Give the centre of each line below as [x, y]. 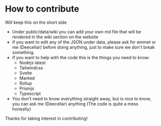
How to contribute [42, 9]
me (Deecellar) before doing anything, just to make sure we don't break [83, 47]
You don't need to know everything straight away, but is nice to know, [81, 98]
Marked [27, 78]
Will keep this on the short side [36, 22]
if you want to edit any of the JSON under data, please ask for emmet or [84, 42]
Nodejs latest [32, 63]
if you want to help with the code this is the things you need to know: [81, 57]
